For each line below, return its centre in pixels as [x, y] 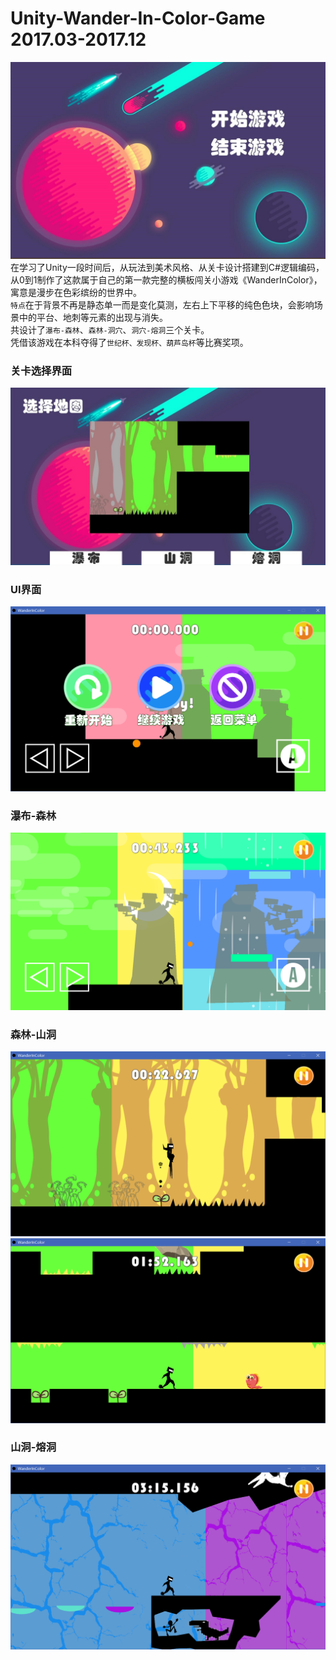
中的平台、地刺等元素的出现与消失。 [93, 317]
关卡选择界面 [41, 370]
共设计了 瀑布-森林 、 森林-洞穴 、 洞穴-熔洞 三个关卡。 [110, 329]
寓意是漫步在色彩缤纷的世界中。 [76, 292]
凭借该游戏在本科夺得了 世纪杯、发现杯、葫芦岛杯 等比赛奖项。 [129, 342]
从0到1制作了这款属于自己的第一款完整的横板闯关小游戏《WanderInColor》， [166, 279]
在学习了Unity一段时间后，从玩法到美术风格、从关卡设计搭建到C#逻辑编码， [167, 267]
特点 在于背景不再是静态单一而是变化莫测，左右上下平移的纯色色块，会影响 [162, 304]
